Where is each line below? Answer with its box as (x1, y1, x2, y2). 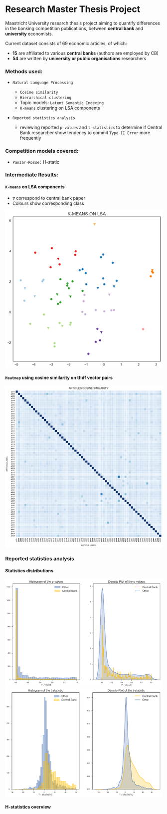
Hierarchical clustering (19, 95, 72, 101)
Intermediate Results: (5, 171, 59, 178)
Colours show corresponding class (12, 200, 84, 206)
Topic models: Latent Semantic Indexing (19, 100, 104, 106)
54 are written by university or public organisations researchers (12, 55, 147, 61)
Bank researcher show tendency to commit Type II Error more (19, 130, 151, 136)
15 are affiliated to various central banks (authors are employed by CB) (12, 50, 159, 56)
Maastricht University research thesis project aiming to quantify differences (5, 20, 161, 26)
